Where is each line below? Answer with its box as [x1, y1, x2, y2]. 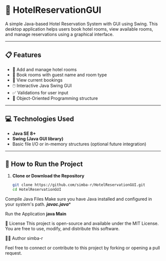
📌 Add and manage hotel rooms [12, 66, 77, 72]
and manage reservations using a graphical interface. [5, 31, 114, 37]
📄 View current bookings [12, 77, 63, 83]
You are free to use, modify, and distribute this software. [5, 226, 120, 232]
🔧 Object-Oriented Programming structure [12, 95, 98, 101]
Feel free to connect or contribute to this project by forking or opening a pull [5, 245, 160, 251]
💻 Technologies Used [5, 115, 74, 123]
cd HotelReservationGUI [12, 187, 62, 192]
